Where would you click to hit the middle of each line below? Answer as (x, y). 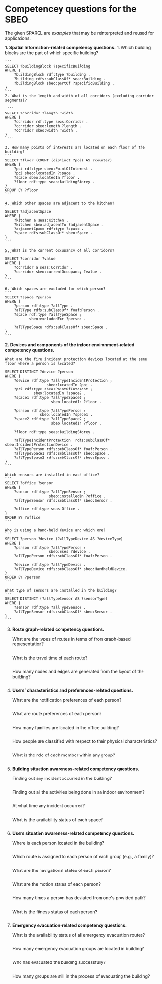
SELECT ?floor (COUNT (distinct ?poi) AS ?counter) (59, 160)
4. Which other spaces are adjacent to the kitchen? (60, 203)
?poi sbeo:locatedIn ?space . (45, 173)
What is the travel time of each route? (50, 658)
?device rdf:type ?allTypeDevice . (50, 564)
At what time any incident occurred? (49, 805)
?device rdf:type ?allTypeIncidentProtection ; (63, 380)
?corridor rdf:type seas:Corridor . (51, 122)
